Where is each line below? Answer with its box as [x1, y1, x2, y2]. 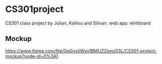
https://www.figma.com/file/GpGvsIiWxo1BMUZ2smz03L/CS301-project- [5, 47, 157, 53]
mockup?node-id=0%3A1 [5, 53, 59, 59]
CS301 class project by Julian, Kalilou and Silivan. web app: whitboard [5, 20, 151, 26]
